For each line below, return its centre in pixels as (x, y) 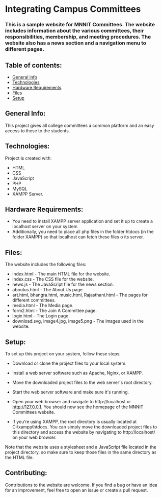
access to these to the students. (38, 131)
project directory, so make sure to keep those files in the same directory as (81, 452)
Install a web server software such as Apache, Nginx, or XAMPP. (78, 373)
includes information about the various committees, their (74, 31)
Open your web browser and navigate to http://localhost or (71, 401)
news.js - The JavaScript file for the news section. (63, 284)
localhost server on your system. (45, 227)
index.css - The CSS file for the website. (53, 279)
